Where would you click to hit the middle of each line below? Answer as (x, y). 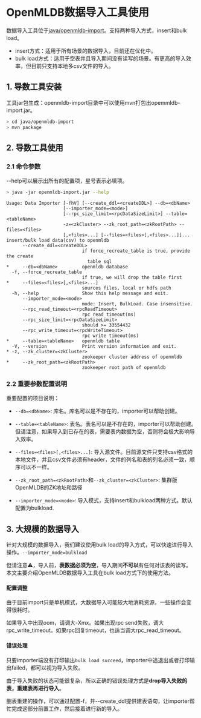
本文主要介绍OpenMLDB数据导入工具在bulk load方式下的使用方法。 (90, 573)
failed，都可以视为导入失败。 (47, 668)
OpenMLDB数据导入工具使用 (78, 12)
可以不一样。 (36, 467)
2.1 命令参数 (24, 166)
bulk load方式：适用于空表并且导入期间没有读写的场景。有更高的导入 (101, 58)
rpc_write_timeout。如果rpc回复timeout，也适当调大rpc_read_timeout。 (95, 630)
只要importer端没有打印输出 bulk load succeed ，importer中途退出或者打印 (98, 660)
